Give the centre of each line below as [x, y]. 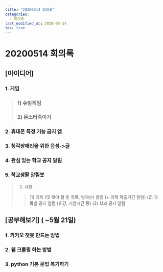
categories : [17, 14]
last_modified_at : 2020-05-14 [36, 23]
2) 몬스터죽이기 [34, 117]
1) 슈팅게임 [29, 103]
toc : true [15, 28]
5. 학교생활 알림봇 [25, 175]
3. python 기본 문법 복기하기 [37, 264]
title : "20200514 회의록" [30, 10]
